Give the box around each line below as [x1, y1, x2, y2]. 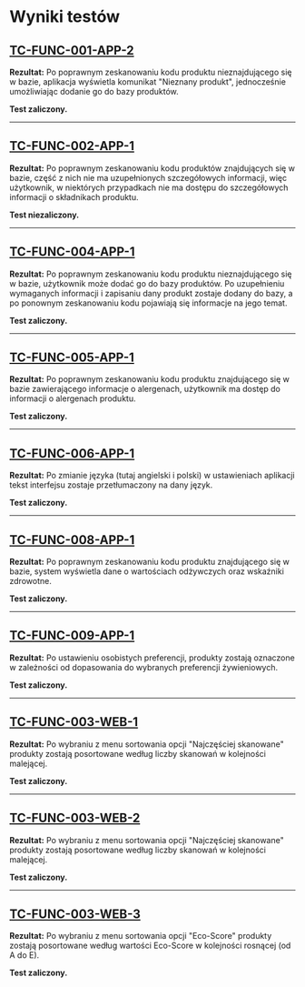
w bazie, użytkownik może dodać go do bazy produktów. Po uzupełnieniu [9, 277, 285, 288]
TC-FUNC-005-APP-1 [9, 350, 134, 366]
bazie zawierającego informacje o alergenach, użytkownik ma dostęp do [9, 384, 281, 395]
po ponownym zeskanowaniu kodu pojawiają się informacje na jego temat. [9, 297, 288, 308]
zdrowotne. [9, 576, 52, 587]
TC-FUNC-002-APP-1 [9, 138, 134, 154]
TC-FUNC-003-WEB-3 [9, 906, 141, 922]
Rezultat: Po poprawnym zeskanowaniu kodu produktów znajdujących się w [9, 162, 295, 174]
